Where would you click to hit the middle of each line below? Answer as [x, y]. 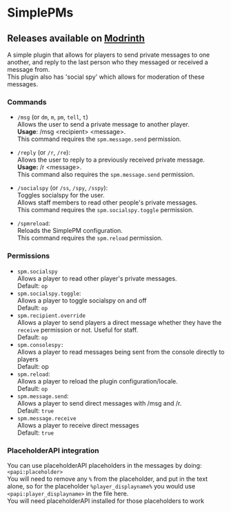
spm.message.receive [47, 418]
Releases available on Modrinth [76, 38]
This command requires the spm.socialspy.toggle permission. [106, 210]
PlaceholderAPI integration [53, 451]
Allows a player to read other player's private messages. [97, 278]
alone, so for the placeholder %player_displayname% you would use [101, 486]
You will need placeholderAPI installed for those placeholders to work [106, 501]
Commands [27, 102]
